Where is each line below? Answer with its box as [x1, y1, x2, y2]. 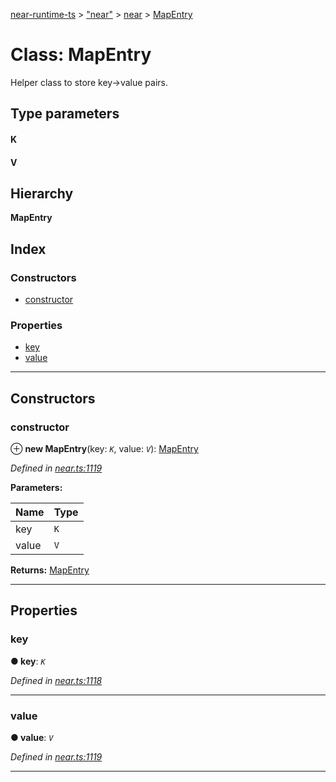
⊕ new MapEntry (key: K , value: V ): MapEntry [10, 443, 199, 454]
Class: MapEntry [10, 44, 152, 66]
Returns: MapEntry [10, 564, 90, 576]
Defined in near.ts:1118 [10, 674, 103, 686]
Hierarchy [10, 185, 74, 202]
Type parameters [10, 105, 120, 123]
